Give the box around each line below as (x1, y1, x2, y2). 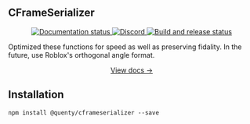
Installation (8, 88, 64, 101)
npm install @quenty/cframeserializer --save (8, 108, 159, 116)
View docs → (110, 66, 153, 75)
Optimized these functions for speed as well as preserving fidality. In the (8, 42, 242, 51)
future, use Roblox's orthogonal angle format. (8, 50, 155, 59)
